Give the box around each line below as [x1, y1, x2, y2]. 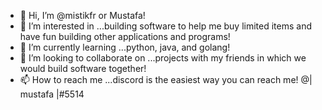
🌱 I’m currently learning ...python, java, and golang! [19, 41, 231, 53]
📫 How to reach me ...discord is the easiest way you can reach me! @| [19, 74, 313, 85]
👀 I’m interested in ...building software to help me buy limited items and [19, 20, 313, 32]
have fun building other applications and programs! [19, 31, 231, 42]
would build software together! [19, 63, 147, 74]
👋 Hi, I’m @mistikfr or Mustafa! [19, 10, 146, 21]
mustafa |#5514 [19, 88, 85, 100]
